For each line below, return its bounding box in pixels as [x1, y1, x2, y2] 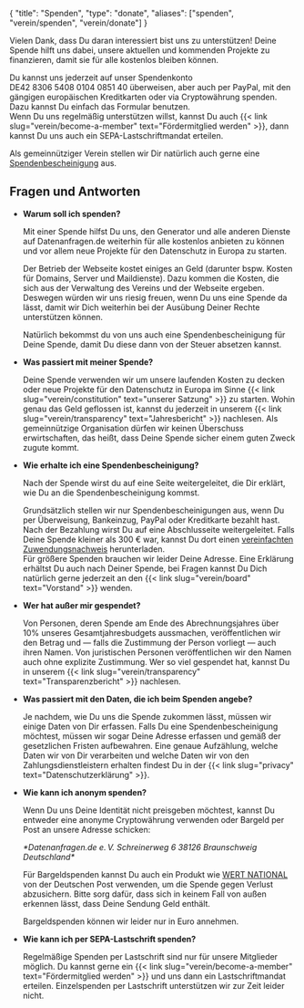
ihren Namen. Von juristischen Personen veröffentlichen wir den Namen [22, 647, 292, 658]
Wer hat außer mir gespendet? [22, 599, 141, 610]
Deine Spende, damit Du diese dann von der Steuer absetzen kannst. [22, 338, 282, 349]
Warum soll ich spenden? [22, 208, 121, 219]
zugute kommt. [22, 442, 80, 452]
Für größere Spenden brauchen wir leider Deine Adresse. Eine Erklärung [22, 553, 294, 564]
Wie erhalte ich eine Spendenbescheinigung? [22, 460, 199, 471]
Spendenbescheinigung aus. [9, 158, 117, 168]
